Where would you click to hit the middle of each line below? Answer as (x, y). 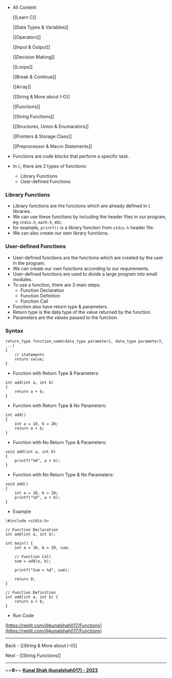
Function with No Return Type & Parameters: (60, 442)
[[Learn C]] (25, 17)
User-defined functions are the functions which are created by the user (88, 258)
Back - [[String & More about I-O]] (41, 645)
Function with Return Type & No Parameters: (60, 405)
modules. (23, 279)
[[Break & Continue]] (34, 77)
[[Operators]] (27, 37)
